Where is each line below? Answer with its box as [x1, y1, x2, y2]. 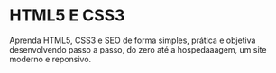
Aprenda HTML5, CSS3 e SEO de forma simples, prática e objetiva [9, 35, 256, 45]
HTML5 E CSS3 [9, 5, 125, 26]
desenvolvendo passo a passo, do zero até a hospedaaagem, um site [9, 44, 267, 54]
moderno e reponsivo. [9, 53, 92, 64]
